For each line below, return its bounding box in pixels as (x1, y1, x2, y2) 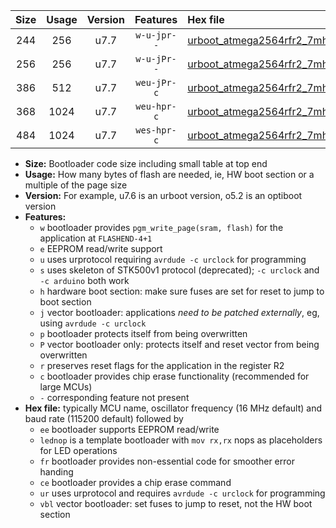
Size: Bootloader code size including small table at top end (24, 158, 268, 169)
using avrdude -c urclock (39, 317, 147, 329)
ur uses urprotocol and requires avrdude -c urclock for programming (39, 487, 326, 499)
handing (39, 466, 74, 478)
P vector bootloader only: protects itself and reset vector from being (39, 339, 320, 350)
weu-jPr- (135, 77, 177, 88)
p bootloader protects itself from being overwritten (39, 328, 248, 339)
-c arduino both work (39, 275, 130, 286)
